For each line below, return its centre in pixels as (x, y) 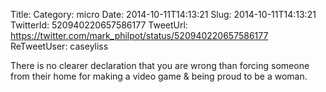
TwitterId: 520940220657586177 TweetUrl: (99, 25)
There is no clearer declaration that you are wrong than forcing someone (160, 65)
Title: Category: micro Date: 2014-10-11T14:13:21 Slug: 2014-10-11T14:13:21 (163, 14)
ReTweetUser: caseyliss (59, 46)
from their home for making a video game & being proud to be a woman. (159, 76)
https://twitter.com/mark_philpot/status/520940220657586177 (139, 35)
